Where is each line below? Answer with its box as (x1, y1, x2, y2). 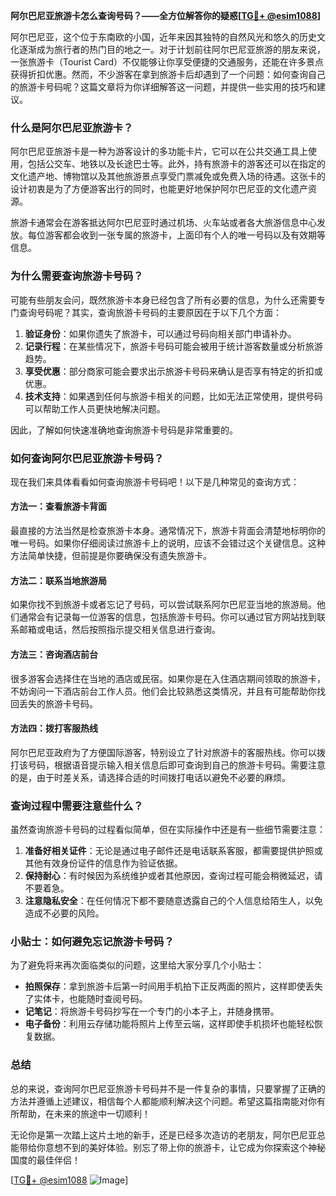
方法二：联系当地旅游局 (10, 574, 107, 586)
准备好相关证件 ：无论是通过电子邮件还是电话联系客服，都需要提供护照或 (24, 845, 323, 856)
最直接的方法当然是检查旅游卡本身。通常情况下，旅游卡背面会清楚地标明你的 (10, 525, 326, 537)
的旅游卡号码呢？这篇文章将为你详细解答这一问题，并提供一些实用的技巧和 (10, 81, 317, 93)
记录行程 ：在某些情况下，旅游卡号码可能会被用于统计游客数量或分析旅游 (24, 340, 323, 352)
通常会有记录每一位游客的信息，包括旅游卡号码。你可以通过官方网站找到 (18, 611, 317, 623)
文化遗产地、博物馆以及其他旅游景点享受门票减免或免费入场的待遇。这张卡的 (10, 170, 326, 183)
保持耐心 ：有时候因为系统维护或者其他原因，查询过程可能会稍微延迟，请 (24, 870, 323, 881)
